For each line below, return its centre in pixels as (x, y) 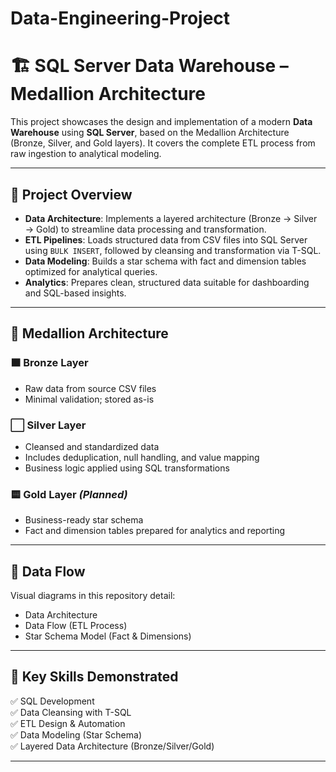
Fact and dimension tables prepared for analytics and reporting (155, 531)
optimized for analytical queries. (91, 271)
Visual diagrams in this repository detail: (93, 596)
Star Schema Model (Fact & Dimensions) (108, 636)
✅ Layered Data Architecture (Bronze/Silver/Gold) (112, 746)
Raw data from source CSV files (90, 388)
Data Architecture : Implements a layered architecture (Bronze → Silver (171, 218)
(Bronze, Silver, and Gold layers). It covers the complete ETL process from (163, 143)
